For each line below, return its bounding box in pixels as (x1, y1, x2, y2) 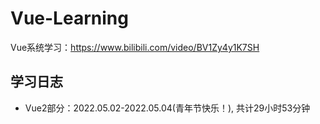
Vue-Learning (10, 7, 129, 30)
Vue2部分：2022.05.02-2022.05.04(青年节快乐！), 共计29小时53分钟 (24, 102, 311, 114)
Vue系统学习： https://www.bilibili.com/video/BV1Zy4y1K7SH (10, 41, 260, 53)
